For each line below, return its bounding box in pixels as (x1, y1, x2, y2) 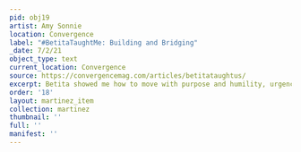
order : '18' (9, 88, 54, 97)
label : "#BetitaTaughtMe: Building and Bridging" (9, 38, 199, 47)
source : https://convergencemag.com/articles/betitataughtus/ (9, 72, 246, 80)
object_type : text (9, 55, 78, 63)
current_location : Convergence (9, 63, 126, 72)
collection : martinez (9, 105, 90, 114)
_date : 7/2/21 (9, 46, 63, 55)
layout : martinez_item (9, 96, 94, 106)
